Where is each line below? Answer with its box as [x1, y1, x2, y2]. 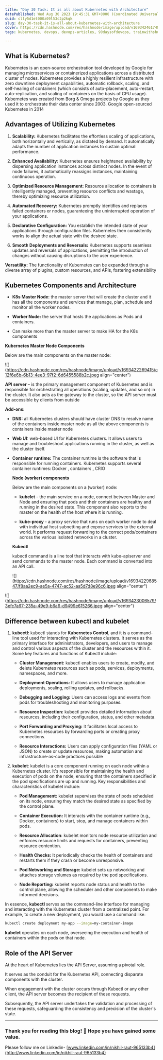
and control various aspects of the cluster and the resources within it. [12, 645, 151, 651]
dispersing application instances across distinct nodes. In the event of [12, 163, 152, 169]
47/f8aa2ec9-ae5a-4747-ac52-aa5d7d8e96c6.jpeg [12, 583, 116, 589]
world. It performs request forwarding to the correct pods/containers [19, 529, 157, 535]
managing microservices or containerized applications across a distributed [5, 70, 154, 76]
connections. [19, 734, 46, 740]
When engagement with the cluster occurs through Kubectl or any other [5, 986, 149, 991]
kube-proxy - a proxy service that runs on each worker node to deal [19, 519, 157, 525]
